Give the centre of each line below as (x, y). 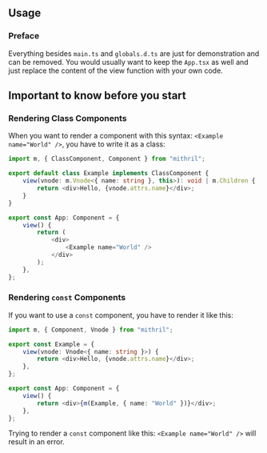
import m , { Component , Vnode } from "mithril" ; (91, 330)
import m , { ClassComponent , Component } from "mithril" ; (107, 159)
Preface (24, 36)
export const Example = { (51, 344)
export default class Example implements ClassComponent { (109, 174)
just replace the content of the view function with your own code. (116, 70)
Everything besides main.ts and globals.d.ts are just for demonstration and (134, 53)
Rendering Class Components (68, 118)
